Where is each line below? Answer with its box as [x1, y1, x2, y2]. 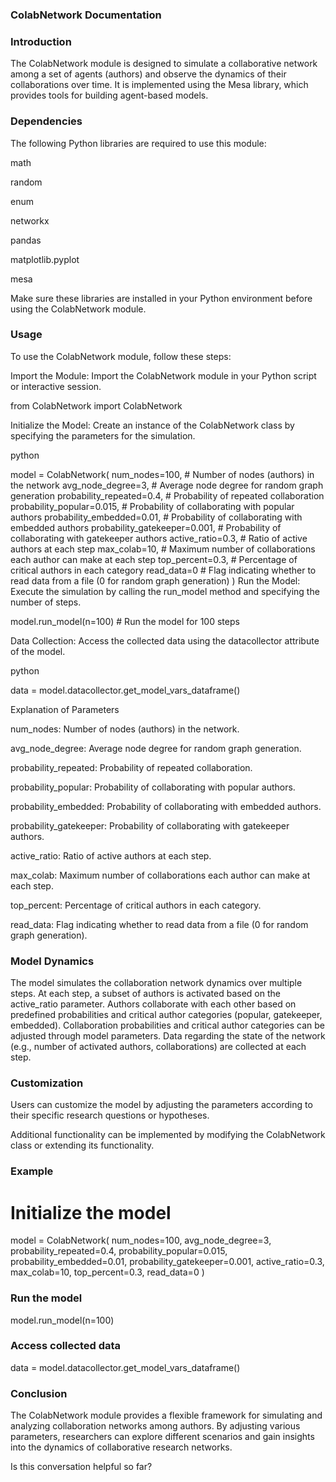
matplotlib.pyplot [10, 253, 80, 265]
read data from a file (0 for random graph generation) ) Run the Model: [10, 574, 301, 587]
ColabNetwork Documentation [10, 8, 162, 22]
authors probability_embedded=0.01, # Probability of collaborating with [10, 511, 303, 523]
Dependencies [10, 114, 83, 128]
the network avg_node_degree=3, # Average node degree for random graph [10, 479, 324, 491]
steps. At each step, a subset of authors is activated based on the [10, 988, 281, 1000]
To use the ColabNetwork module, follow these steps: [10, 350, 232, 362]
